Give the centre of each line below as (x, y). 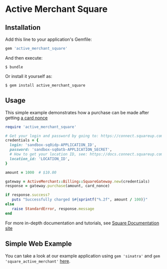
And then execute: (24, 58)
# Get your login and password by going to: (52, 136)
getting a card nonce (27, 118)
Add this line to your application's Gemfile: (48, 39)
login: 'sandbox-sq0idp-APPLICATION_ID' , (53, 145)
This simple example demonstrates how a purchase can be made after (77, 112)
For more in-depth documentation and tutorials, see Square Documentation (82, 223)
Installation (23, 28)
